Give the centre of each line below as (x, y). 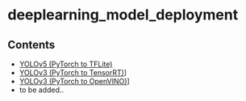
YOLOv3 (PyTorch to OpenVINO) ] (74, 81)
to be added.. (42, 90)
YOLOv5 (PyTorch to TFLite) (66, 64)
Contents (31, 45)
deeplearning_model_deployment (123, 15)
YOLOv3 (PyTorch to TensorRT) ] (73, 73)
